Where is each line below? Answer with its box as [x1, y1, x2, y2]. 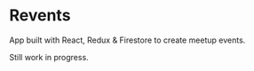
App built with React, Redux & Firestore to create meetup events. [9, 35, 246, 45]
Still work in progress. [9, 51, 89, 62]
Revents [9, 5, 71, 26]
